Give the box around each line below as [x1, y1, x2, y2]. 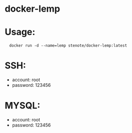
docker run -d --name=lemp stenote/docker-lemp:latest [9, 43, 127, 48]
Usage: [5, 26, 36, 38]
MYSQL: [5, 100, 40, 112]
